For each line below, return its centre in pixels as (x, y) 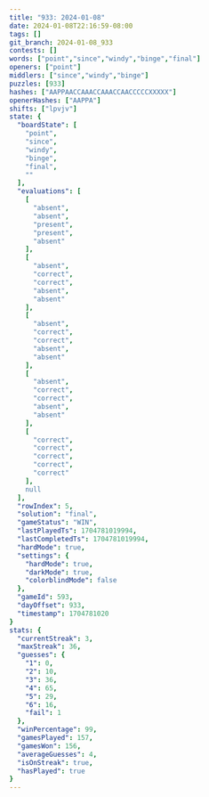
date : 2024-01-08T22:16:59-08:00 (71, 26)
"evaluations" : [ (49, 191)
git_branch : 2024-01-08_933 (61, 42)
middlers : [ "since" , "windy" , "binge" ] (79, 76)
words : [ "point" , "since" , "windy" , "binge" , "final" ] (105, 59)
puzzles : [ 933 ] (37, 84)
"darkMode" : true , (59, 572)
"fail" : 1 (44, 713)
